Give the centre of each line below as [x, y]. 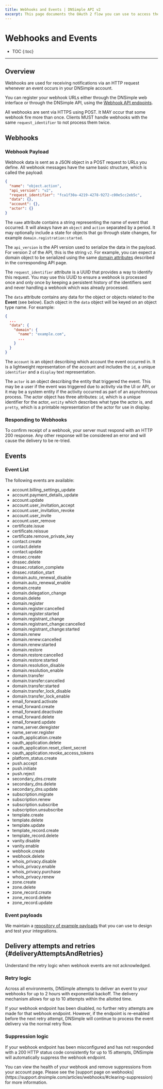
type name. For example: [30, 307]
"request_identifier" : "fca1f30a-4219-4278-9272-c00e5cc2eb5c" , [76, 195]
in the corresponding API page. [36, 262]
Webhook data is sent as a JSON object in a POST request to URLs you [76, 162]
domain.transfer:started [36, 686]
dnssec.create [26, 557]
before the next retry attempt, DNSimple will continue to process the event [79, 1019]
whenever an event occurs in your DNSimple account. [59, 88]
